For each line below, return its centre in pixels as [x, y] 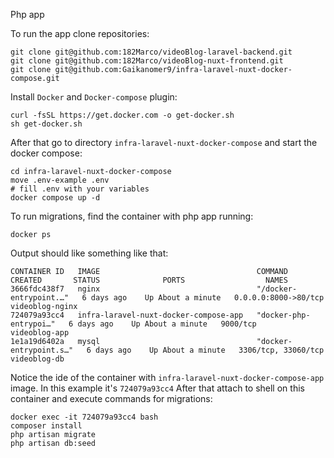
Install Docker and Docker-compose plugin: [94, 97]
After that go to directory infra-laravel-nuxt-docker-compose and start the [164, 142]
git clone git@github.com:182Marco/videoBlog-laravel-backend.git [151, 52]
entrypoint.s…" [42, 350]
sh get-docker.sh [46, 124]
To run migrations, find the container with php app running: [132, 216]
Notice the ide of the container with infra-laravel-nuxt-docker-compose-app [167, 377]
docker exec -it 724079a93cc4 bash [84, 417]
